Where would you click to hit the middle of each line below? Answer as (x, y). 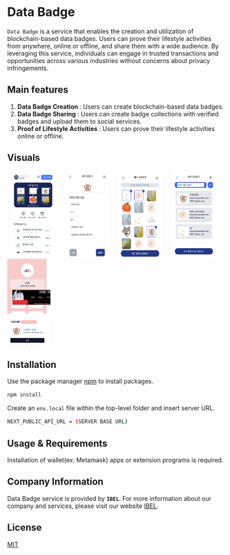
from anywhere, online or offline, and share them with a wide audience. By (113, 46)
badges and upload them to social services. (79, 121)
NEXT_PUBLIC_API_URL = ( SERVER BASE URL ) (68, 422)
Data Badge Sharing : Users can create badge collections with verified (118, 114)
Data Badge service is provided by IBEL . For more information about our (109, 498)
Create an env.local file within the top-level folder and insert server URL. (111, 408)
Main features (38, 90)
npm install (24, 395)
